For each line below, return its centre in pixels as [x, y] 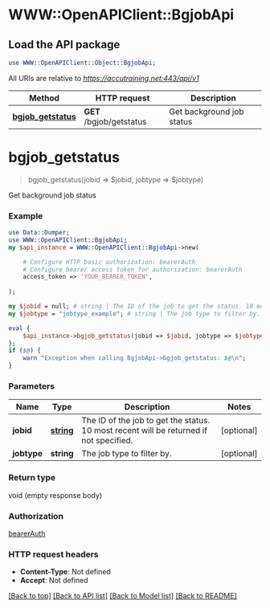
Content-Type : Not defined [65, 572]
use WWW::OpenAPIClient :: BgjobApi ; [68, 240]
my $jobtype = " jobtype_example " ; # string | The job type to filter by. [135, 314]
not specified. [107, 441]
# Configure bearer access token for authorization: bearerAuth [133, 269]
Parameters [31, 386]
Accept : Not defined [54, 581]
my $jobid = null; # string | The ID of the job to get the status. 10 [131, 307]
